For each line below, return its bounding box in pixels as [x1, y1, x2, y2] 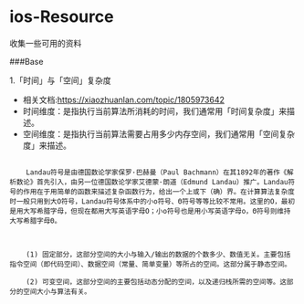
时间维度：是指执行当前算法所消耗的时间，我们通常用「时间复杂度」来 [22, 105, 288, 116]
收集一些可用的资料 [9, 37, 82, 48]
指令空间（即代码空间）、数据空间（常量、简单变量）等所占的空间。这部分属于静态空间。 [9, 259, 292, 268]
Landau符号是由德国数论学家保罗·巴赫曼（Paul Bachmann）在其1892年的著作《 [26, 167, 288, 177]
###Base [9, 56, 44, 67]
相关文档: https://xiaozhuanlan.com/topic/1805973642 [22, 94, 225, 105]
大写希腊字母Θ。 [9, 216, 62, 225]
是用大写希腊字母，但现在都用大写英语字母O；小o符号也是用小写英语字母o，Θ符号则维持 [9, 206, 291, 215]
